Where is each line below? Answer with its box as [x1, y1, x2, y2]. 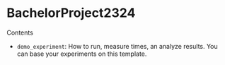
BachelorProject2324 [6, 5, 136, 21]
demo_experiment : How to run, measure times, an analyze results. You [16, 42, 219, 50]
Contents [6, 28, 33, 37]
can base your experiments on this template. [16, 49, 147, 58]
